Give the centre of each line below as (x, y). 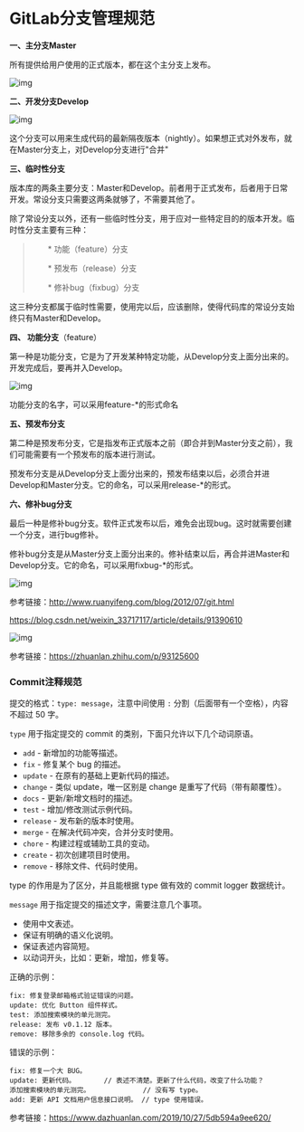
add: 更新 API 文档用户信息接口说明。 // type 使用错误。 (109, 1100)
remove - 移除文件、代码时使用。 (82, 866)
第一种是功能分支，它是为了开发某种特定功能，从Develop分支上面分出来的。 (152, 356)
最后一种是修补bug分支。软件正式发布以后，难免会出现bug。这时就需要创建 (151, 523)
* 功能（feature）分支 (88, 249)
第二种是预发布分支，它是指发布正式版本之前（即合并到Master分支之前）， (147, 442)
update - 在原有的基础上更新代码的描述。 (98, 775)
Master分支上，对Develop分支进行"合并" (93, 149)
